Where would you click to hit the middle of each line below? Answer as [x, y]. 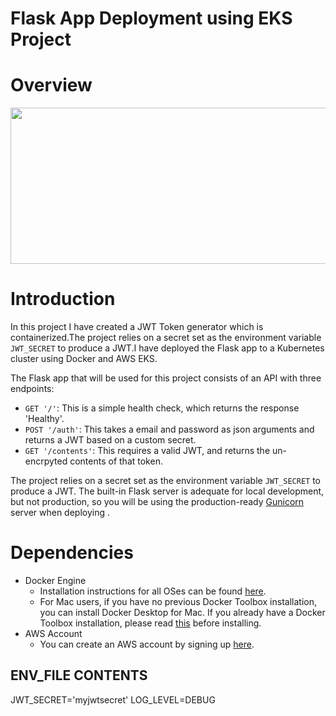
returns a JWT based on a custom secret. [110, 440]
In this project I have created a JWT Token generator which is [137, 327]
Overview [51, 85]
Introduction [63, 299]
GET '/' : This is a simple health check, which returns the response [162, 408]
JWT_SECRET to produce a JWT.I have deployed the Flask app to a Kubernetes [167, 348]
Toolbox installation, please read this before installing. [150, 623]
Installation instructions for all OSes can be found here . [153, 591]
